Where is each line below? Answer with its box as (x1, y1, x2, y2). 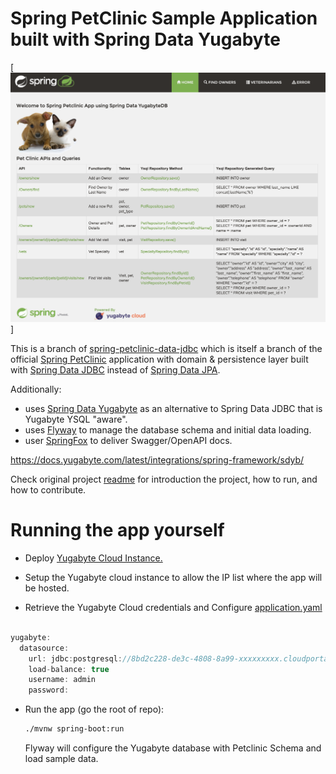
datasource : (19, 643, 70, 653)
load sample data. (24, 753, 99, 765)
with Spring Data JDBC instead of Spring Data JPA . (10, 364, 221, 376)
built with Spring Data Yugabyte (10, 28, 281, 51)
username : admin (28, 675, 97, 685)
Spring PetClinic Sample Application (10, 7, 318, 30)
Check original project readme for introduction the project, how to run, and (10, 473, 318, 486)
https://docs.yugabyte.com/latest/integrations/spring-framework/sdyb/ (10, 454, 305, 466)
